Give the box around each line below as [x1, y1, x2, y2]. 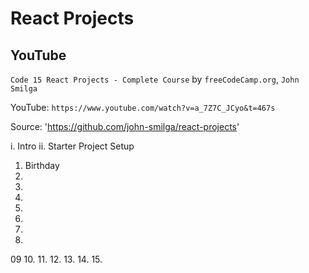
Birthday [24, 160, 60, 171]
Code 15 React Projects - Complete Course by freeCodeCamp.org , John [10, 73, 300, 85]
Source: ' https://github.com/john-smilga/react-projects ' [10, 121, 240, 132]
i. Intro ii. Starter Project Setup [10, 140, 135, 152]
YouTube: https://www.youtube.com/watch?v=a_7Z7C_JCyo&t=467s [10, 102, 276, 113]
